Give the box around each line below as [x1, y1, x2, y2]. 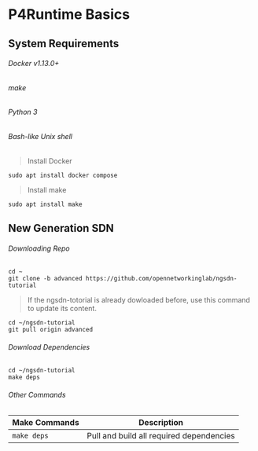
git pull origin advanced [8, 326, 93, 334]
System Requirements [8, 37, 120, 50]
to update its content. [27, 304, 97, 313]
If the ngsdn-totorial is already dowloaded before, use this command [27, 295, 250, 305]
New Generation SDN [8, 222, 114, 235]
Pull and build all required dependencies [87, 430, 235, 441]
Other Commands [8, 390, 66, 399]
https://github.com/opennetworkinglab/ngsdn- [85, 275, 238, 283]
